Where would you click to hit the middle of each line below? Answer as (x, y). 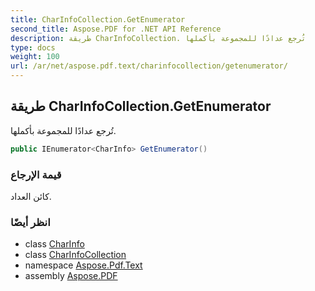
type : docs (33, 47)
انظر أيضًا (30, 222)
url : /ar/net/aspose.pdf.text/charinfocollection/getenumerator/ (149, 66)
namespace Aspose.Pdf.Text (83, 265)
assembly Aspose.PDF (71, 276)
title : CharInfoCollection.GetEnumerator (98, 19)
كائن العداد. (31, 196)
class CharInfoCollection (75, 255)
